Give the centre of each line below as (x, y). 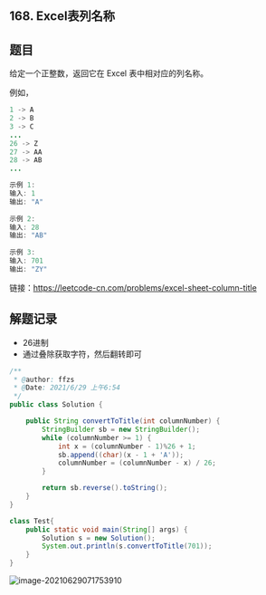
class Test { (32, 521)
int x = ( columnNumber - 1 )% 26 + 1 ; (127, 446)
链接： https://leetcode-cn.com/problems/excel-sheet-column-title (133, 287)
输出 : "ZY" (28, 269)
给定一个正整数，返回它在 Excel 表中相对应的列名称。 (109, 73)
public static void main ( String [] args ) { (107, 529)
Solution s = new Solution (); (99, 538)
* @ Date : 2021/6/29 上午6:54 (66, 388)
